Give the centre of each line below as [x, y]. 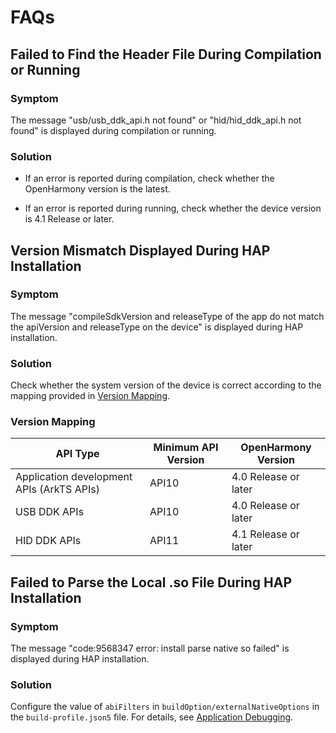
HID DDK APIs [48, 541]
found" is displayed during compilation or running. [113, 130]
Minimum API [186, 448]
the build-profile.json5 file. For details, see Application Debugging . [152, 717]
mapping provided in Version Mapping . [90, 396]
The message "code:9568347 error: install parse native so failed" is [150, 648]
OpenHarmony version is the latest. [97, 189]
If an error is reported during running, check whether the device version [173, 208]
